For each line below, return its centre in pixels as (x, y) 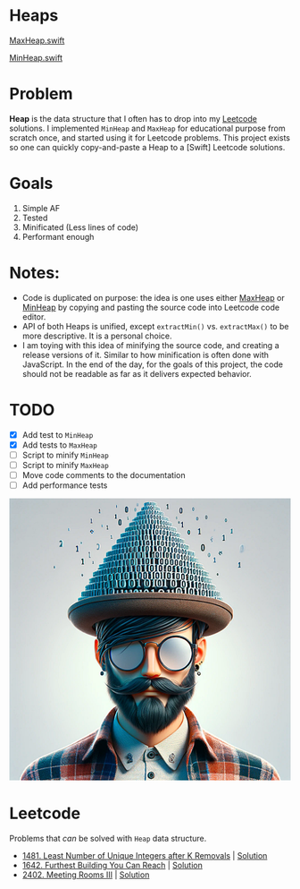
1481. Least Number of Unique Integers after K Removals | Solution (145, 855)
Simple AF (41, 208)
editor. (34, 316)
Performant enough (58, 236)
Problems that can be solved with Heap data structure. (108, 838)
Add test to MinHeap (58, 434)
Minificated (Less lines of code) (80, 227)
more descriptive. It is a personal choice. (97, 336)
